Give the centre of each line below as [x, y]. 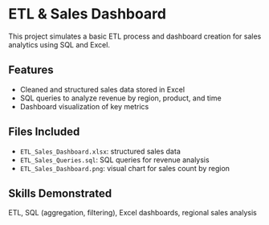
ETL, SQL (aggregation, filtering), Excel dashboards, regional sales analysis [132, 213]
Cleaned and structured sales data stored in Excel [102, 89]
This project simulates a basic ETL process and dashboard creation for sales [135, 36]
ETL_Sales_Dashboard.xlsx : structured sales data [100, 151]
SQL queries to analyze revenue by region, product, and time [121, 98]
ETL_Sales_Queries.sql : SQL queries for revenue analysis [115, 160]
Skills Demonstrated [60, 193]
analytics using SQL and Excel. [59, 44]
